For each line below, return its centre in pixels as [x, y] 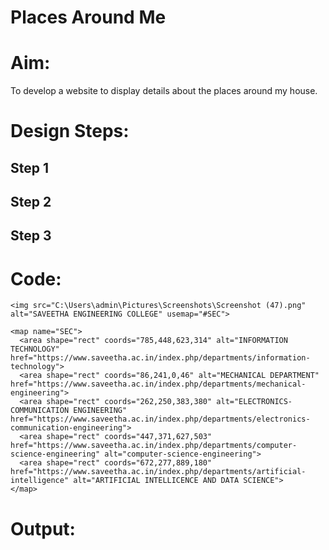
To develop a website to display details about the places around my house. [164, 91]
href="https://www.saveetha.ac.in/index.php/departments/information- [160, 358]
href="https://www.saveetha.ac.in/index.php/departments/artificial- [158, 472]
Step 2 [31, 202]
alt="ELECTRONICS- [254, 402]
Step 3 [31, 236]
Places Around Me [88, 17]
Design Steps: [70, 131]
